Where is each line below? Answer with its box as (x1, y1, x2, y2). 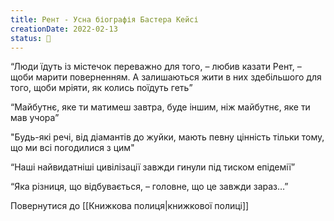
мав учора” (10, 112, 60, 124)
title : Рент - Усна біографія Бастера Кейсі (10, 14, 199, 25)
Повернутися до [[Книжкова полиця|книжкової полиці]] (10, 200, 250, 212)
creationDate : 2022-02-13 (10, 24, 118, 34)
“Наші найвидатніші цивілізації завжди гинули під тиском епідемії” (10, 161, 296, 173)
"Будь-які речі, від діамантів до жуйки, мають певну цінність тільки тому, (10, 131, 325, 143)
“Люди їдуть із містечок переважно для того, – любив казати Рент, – (10, 61, 302, 73)
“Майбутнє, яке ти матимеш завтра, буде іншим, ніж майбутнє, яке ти (10, 101, 311, 113)
